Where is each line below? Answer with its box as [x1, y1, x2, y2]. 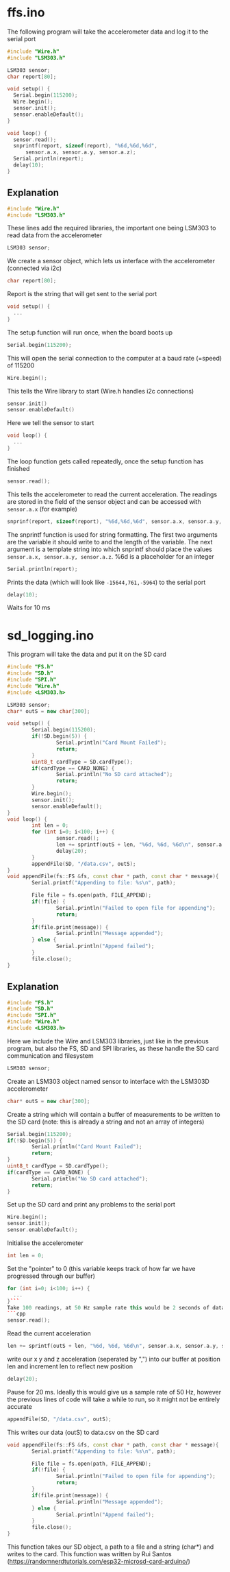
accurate [7, 1402, 32, 1410]
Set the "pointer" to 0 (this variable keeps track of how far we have [7, 1264, 196, 1272]
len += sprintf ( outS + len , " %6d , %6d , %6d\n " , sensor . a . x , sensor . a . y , [7, 1342, 219, 1350]
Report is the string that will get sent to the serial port [7, 290, 157, 298]
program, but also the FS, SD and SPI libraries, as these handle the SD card [7, 1044, 219, 1052]
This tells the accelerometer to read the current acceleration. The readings [7, 490, 218, 498]
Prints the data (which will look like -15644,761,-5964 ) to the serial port [7, 578, 206, 586]
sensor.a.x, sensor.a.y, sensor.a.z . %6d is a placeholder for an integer [7, 552, 214, 560]
